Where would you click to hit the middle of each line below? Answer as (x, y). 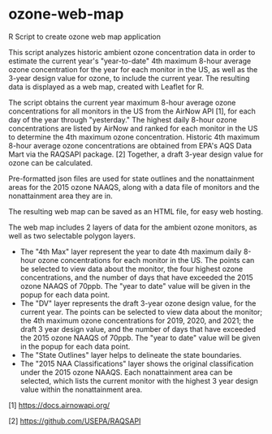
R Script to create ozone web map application (84, 37)
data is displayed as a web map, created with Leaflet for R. (106, 87)
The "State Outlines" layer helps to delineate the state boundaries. (131, 355)
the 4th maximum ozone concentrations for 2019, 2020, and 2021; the (137, 320)
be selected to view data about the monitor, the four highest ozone (132, 269)
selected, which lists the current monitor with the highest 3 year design (139, 380)
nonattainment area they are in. (61, 196)
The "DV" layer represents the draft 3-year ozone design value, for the (138, 303)
